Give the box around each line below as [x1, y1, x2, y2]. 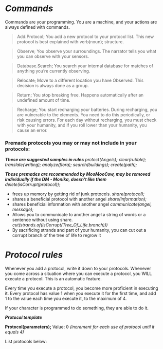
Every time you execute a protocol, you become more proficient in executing [5, 285, 159, 291]
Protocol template [5, 314, 42, 320]
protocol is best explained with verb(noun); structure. [17, 38, 124, 44]
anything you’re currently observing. [17, 68, 91, 73]
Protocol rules [5, 249, 63, 260]
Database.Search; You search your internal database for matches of [17, 63, 153, 69]
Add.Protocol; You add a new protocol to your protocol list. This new [17, 34, 154, 39]
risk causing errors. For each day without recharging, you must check [17, 117, 157, 123]
